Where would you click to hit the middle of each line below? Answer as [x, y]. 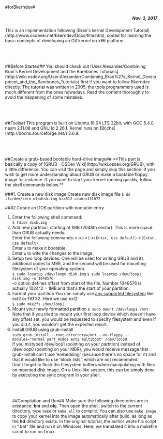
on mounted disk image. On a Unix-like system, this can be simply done [83, 370]
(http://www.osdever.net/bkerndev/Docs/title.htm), [55, 35]
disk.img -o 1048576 [33, 278]
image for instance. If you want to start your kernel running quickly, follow [79, 179]
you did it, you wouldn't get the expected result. [60, 324]
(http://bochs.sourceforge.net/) [36, 133]
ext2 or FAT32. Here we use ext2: [45, 298]
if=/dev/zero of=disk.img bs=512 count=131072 [53, 199]
